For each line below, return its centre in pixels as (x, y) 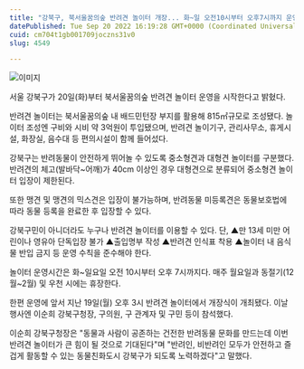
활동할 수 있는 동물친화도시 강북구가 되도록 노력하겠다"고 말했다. (139, 356)
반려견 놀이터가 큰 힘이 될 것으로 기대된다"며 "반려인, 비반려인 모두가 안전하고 (146, 345)
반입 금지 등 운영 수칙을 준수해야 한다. (85, 253)
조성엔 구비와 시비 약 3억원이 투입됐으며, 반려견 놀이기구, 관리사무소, (147, 128)
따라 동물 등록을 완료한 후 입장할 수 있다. (81, 211)
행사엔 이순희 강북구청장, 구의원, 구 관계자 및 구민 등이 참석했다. (121, 314)
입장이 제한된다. (47, 181)
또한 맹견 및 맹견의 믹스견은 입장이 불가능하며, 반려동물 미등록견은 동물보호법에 (148, 200)
